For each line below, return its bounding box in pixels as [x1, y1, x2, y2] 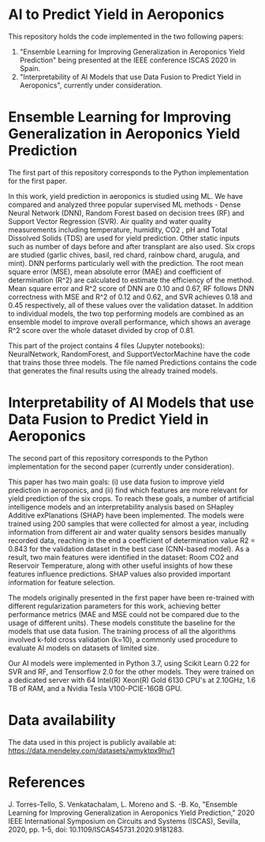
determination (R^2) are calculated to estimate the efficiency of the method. [8, 275, 254, 285]
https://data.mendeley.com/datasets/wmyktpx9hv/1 [8, 746, 175, 755]
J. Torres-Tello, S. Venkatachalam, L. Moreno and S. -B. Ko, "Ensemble [8, 799, 238, 809]
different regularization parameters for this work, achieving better [8, 601, 221, 611]
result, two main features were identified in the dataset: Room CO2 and [8, 552, 239, 562]
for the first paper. [8, 176, 67, 185]
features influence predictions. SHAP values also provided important [8, 569, 231, 578]
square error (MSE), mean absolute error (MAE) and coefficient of [8, 267, 222, 276]
